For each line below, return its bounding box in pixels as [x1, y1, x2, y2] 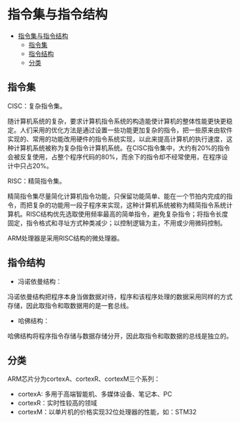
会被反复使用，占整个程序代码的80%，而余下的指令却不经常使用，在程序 [7, 152, 222, 161]
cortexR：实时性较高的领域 [17, 399, 98, 407]
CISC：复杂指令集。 [7, 101, 66, 110]
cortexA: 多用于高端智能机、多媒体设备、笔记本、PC [17, 390, 173, 399]
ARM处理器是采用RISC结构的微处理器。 [7, 234, 124, 242]
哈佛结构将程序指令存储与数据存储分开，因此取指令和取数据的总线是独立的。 [7, 332, 233, 340]
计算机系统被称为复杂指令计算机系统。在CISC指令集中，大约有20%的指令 [13, 144, 231, 152]
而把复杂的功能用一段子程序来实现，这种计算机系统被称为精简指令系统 [19, 201, 226, 209]
